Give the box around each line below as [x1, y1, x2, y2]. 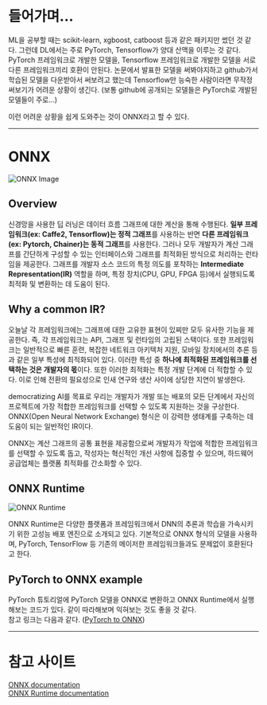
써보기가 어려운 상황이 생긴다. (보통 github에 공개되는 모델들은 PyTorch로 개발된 [8, 84, 257, 94]
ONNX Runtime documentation [8, 688, 110, 698]
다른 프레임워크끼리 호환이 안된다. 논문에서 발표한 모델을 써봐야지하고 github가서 [8, 65, 258, 74]
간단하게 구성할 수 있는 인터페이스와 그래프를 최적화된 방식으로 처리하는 [22, 249, 244, 259]
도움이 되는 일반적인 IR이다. [8, 421, 94, 431]
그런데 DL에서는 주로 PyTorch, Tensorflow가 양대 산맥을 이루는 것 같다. [18, 45, 241, 54]
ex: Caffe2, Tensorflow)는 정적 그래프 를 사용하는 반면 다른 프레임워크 [29, 229, 249, 239]
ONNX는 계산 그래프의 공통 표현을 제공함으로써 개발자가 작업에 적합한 [8, 438, 224, 448]
